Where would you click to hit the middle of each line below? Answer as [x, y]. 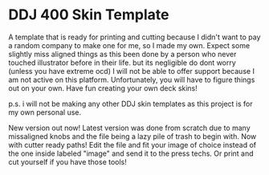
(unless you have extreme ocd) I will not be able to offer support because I [132, 71]
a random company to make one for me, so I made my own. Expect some [129, 45]
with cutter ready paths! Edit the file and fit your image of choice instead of [132, 144]
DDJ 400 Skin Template [89, 15]
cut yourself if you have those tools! [67, 161]
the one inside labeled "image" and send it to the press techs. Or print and [131, 153]
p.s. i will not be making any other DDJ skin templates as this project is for [130, 104]
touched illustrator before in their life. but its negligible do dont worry [122, 63]
